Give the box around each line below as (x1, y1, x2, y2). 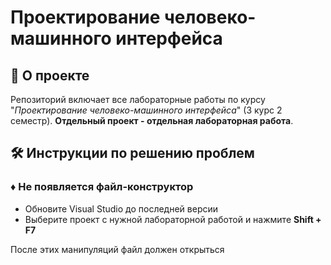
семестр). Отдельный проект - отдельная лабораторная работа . (10, 115, 294, 126)
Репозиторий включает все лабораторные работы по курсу (10, 94, 266, 105)
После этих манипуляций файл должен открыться (10, 243, 225, 255)
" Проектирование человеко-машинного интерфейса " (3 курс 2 (10, 104, 283, 116)
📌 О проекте (10, 67, 90, 84)
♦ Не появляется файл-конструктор (10, 180, 194, 194)
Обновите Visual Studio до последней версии (24, 202, 219, 215)
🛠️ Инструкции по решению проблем (10, 145, 255, 162)
